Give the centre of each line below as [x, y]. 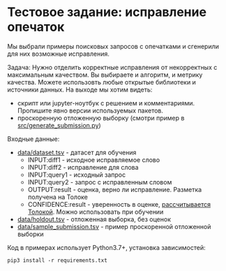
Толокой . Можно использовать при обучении [96, 212]
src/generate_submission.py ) [59, 125]
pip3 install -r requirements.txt [58, 260]
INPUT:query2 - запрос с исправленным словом [100, 182]
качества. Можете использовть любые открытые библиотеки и [102, 82]
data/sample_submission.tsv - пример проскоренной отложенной [114, 226]
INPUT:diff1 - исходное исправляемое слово [94, 160]
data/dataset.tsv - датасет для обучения [77, 152]
